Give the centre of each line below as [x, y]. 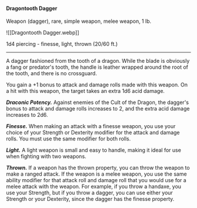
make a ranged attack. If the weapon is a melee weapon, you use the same [96, 174]
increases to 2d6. [27, 115]
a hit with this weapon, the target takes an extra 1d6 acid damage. [86, 91]
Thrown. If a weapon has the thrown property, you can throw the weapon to [98, 168]
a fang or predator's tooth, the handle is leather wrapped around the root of [97, 67]
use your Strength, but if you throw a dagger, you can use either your [89, 193]
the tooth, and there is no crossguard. [52, 73]
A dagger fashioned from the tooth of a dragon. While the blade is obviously [98, 61]
